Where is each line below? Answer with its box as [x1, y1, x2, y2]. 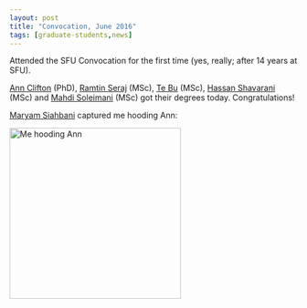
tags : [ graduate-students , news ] [9, 30, 132, 39]
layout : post [9, 13, 59, 23]
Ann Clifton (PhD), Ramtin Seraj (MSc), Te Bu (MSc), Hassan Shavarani [9, 83, 276, 94]
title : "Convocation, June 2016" [9, 22, 137, 31]
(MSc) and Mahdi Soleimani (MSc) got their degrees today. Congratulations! [9, 92, 295, 103]
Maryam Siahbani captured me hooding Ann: [9, 110, 178, 121]
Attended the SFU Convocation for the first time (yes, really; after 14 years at [9, 56, 298, 67]
